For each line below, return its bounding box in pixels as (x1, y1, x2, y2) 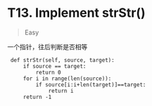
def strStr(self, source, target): (10, 56, 115, 64)
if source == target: (23, 62, 87, 69)
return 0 (35, 69, 61, 76)
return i (48, 87, 74, 94)
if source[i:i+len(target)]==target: (35, 81, 146, 88)
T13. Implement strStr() (7, 5, 146, 21)
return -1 (23, 93, 52, 100)
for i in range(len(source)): (23, 75, 112, 82)
